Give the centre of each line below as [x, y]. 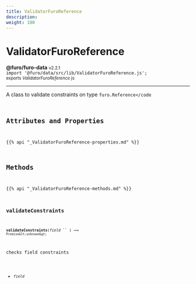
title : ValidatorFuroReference [44, 11]
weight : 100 [20, 22]
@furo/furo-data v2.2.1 [33, 67]
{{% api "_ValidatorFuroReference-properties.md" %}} [73, 142]
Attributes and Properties [55, 121]
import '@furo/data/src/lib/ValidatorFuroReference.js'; [77, 73]
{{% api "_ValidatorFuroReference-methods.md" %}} [69, 189]
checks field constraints [37, 252]
